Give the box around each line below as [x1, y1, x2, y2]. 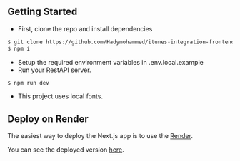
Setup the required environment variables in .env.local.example [17, 58, 204, 66]
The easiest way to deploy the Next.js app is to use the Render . [7, 132, 193, 140]
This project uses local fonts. [17, 92, 104, 100]
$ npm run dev [7, 79, 50, 86]
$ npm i [7, 45, 31, 52]
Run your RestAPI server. [17, 66, 91, 74]
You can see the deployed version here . [7, 145, 125, 154]
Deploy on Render [7, 113, 89, 125]
